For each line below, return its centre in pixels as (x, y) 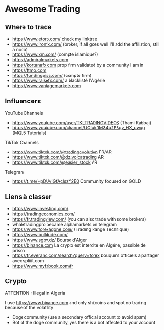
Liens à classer (28, 197)
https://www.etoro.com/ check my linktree (55, 39)
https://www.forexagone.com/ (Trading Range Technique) (70, 229)
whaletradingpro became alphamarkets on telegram (64, 224)
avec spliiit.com (28, 260)
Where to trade (29, 27)
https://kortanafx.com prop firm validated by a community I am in (78, 65)
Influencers (23, 101)
